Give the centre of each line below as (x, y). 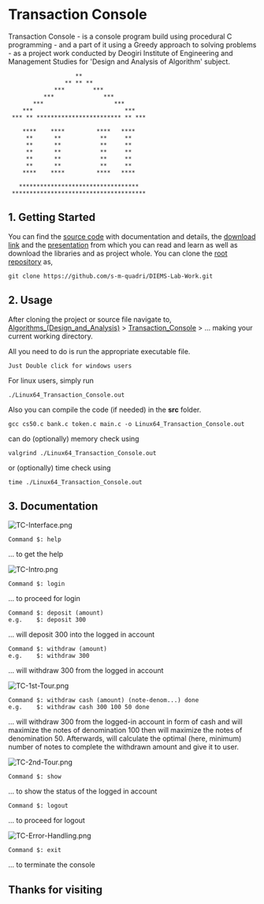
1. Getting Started (52, 217)
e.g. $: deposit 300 (47, 620)
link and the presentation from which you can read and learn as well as (123, 245)
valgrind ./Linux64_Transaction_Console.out (82, 453)
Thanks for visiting (56, 889)
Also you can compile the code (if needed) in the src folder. (105, 409)
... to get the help (36, 555)
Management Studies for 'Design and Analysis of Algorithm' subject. (119, 62)
